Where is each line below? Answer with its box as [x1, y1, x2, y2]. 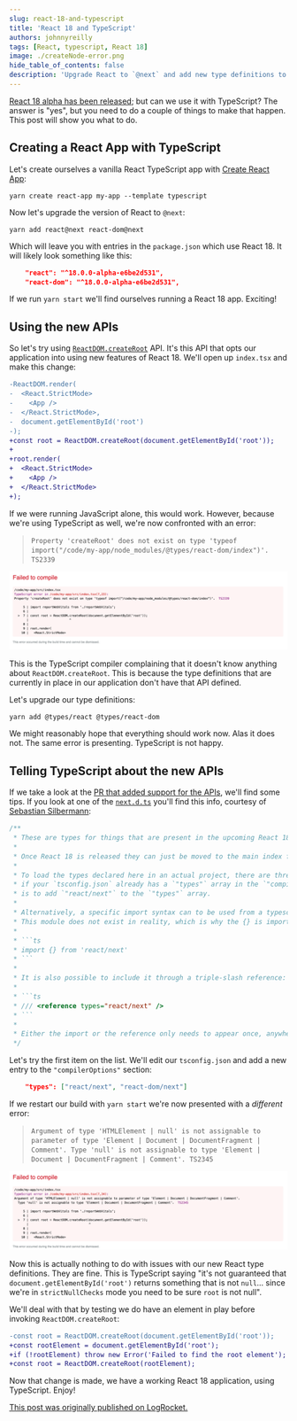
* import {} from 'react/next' [12, 945, 128, 954]
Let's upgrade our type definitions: [9, 695, 135, 705]
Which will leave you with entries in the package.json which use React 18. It [9, 240, 282, 252]
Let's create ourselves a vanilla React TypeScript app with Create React [9, 164, 270, 175]
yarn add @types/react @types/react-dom [9, 713, 161, 722]
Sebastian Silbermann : [9, 806, 91, 817]
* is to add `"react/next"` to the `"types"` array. [12, 889, 212, 898]
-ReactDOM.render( [9, 380, 77, 389]
